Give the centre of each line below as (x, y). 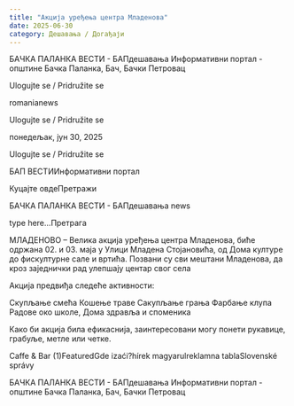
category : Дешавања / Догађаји (67, 34)
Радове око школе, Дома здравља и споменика (100, 312)
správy (22, 365)
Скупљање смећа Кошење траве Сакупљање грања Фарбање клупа (140, 303)
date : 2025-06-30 (41, 26)
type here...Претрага (48, 223)
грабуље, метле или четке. (60, 339)
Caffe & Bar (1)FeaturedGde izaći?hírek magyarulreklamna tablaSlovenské (143, 356)
